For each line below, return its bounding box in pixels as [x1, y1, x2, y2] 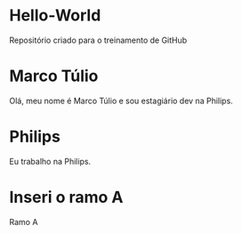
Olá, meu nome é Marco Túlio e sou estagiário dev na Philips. [9, 95, 233, 106]
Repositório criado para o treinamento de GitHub [9, 35, 188, 45]
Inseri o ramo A [9, 188, 124, 207]
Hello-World [9, 5, 101, 26]
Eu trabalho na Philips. [9, 156, 92, 166]
